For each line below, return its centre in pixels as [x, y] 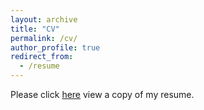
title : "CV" [35, 29]
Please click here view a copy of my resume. [102, 94]
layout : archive [44, 19]
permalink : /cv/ [44, 38]
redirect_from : [42, 57]
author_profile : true [55, 47]
